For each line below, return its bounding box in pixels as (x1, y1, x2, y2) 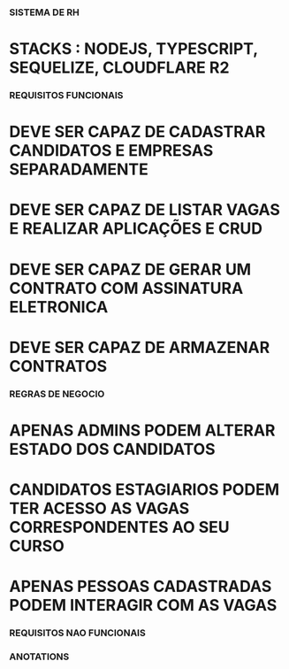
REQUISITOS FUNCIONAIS (9, 89, 124, 102)
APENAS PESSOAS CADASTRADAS (9, 577, 272, 596)
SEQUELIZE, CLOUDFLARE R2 (9, 58, 230, 78)
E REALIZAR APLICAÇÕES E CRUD (9, 219, 263, 239)
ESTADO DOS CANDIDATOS (9, 439, 216, 459)
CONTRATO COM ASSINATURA (9, 278, 244, 298)
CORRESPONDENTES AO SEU (9, 518, 230, 537)
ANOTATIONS (9, 650, 70, 663)
